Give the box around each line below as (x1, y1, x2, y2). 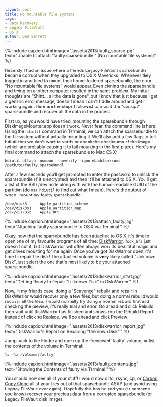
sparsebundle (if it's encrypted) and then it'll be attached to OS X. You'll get (5, 176, 157, 182)
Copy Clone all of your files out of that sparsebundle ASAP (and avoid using (5, 380, 157, 387)
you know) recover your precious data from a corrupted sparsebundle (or (5, 391, 152, 397)
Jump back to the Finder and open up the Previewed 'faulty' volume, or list (5, 337, 155, 343)
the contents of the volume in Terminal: (5, 343, 84, 349)
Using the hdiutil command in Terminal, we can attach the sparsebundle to (5, 128, 157, 134)
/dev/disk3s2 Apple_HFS (5, 210, 60, 214)
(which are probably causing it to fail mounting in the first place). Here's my (5, 144, 157, 150)
